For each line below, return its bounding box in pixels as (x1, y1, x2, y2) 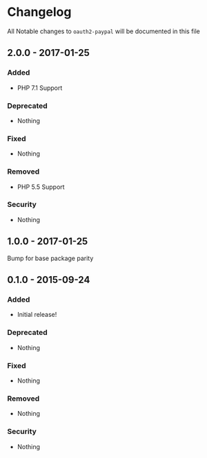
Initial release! (17, 311, 57, 319)
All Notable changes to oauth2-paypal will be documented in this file (7, 27, 200, 35)
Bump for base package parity (7, 254, 94, 262)
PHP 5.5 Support (17, 183, 65, 191)
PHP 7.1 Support (17, 84, 63, 92)
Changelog (7, 4, 72, 20)
